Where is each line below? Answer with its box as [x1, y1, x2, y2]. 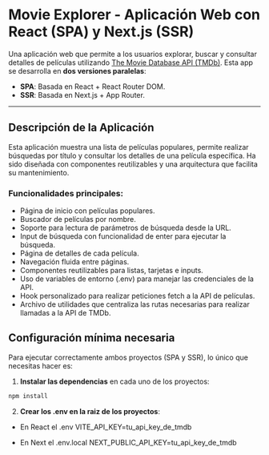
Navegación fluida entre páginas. [19, 257, 130, 267]
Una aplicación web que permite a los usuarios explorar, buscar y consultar [8, 49, 258, 58]
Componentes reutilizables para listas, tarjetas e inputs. [19, 266, 204, 276]
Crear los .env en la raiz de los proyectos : [19, 406, 160, 416]
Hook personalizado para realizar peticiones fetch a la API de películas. [19, 291, 255, 301]
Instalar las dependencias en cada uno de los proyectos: [19, 376, 210, 386]
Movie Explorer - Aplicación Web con [8, 6, 260, 24]
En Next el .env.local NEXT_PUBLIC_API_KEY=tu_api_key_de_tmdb [19, 437, 238, 447]
